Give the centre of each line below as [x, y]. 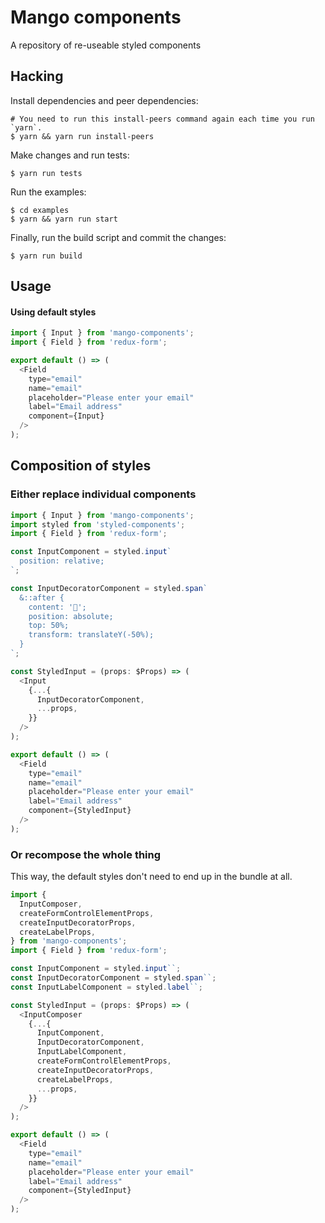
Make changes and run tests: [70, 155]
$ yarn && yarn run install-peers [82, 136]
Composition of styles [81, 466]
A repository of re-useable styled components [106, 45]
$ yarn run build [46, 256]
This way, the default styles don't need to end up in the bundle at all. [151, 877]
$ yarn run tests [46, 173]
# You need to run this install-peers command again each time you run [162, 119]
